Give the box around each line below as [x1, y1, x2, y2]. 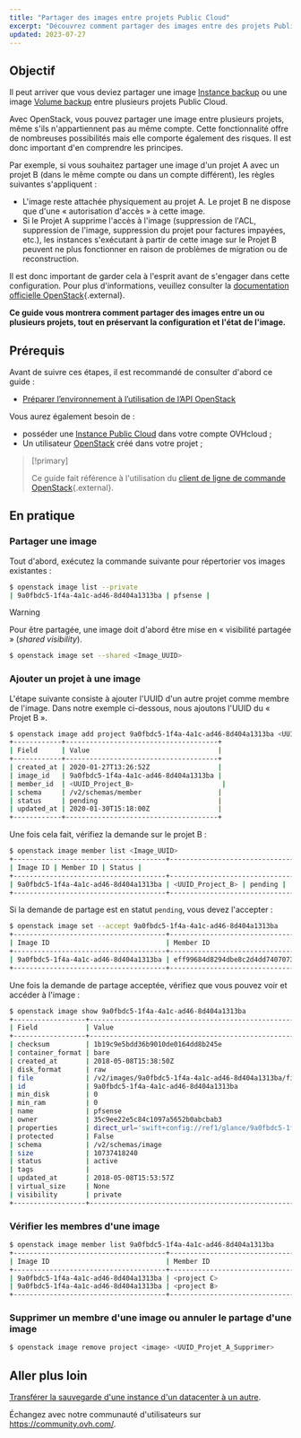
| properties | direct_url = [9, 1123, 139, 1132]
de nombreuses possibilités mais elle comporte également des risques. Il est [9, 133, 292, 144]
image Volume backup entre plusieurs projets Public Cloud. [9, 96, 228, 108]
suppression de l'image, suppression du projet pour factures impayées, [21, 225, 286, 236]
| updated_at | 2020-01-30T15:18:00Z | [9, 804, 222, 813]
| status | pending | [9, 796, 222, 805]
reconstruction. [21, 253, 79, 265]
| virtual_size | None [9, 1182, 110, 1191]
